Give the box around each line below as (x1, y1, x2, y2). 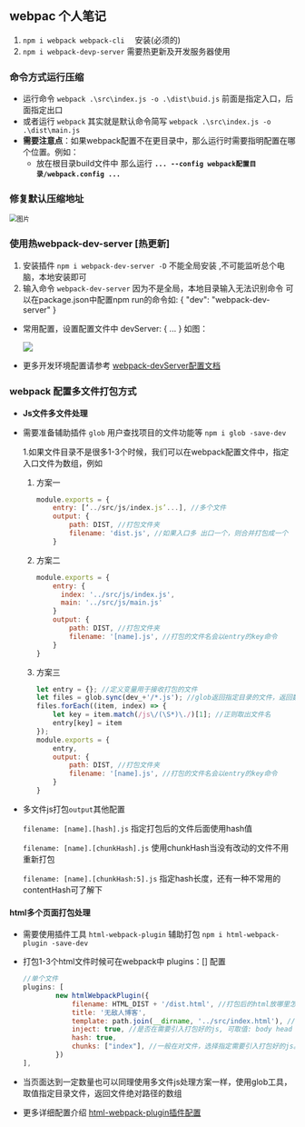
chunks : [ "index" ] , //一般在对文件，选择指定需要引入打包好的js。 (71, 1042, 301, 1052)
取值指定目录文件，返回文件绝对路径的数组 (22, 1087, 182, 1098)
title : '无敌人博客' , (71, 1008, 147, 1017)
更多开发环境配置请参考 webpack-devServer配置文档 (22, 360, 221, 371)
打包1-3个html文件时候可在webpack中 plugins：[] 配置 (22, 956, 227, 967)
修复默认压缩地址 (9, 193, 84, 205)
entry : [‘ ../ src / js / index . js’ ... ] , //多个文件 (53, 504, 227, 513)
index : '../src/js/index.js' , (60, 590, 175, 599)
